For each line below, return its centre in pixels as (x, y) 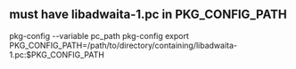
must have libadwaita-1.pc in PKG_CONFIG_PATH (148, 15)
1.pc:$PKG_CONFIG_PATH (57, 54)
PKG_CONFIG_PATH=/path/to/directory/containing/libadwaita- (123, 45)
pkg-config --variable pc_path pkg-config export (99, 35)
